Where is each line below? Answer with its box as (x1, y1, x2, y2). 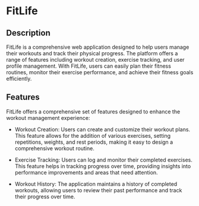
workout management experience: (6, 114, 90, 121)
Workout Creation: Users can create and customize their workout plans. (14, 126, 191, 133)
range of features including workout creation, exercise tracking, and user (6, 56, 185, 63)
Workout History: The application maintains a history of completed (14, 180, 178, 188)
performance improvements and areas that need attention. (14, 169, 159, 176)
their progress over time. (14, 193, 75, 200)
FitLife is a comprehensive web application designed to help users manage (6, 43, 189, 50)
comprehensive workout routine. (14, 144, 95, 152)
